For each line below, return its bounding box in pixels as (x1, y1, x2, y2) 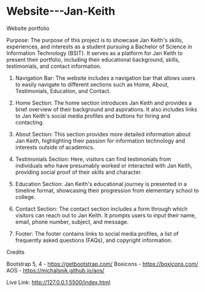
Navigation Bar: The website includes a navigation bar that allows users (15, 74, 196, 81)
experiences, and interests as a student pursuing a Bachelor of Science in (6, 43, 193, 50)
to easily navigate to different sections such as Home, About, (15, 81, 170, 88)
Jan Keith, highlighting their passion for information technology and (15, 137, 185, 144)
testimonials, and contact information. (6, 62, 102, 70)
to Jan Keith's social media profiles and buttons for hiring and (15, 112, 171, 119)
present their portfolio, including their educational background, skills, (6, 56, 180, 63)
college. (15, 193, 35, 200)
